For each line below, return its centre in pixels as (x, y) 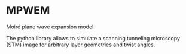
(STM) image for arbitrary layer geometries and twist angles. (81, 45)
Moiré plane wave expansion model (50, 27)
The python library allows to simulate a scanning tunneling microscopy (93, 38)
